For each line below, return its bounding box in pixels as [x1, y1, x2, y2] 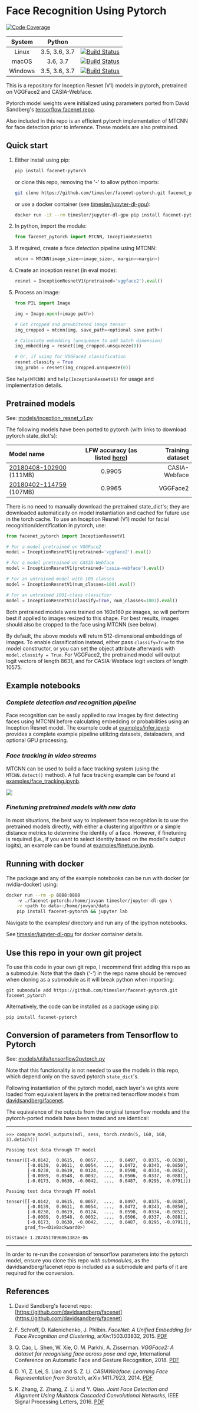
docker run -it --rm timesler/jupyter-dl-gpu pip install [14, 212, 160, 218]
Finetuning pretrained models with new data [6, 803, 136, 812]
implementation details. [6, 382, 63, 389]
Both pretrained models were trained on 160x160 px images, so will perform [6, 608, 190, 615]
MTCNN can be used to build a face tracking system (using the [6, 765, 159, 772]
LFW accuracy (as [85, 446, 137, 454]
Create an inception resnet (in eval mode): [14, 267, 117, 274]
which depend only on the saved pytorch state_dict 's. [6, 1072, 140, 1080]
